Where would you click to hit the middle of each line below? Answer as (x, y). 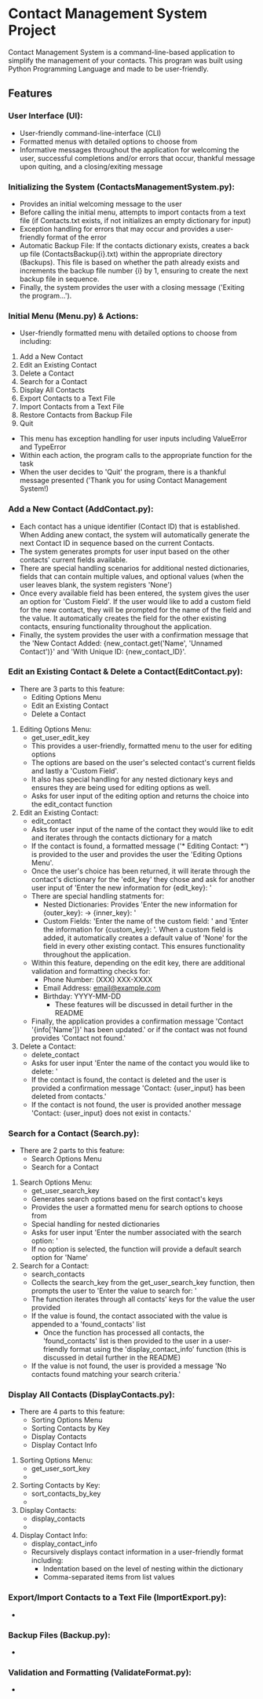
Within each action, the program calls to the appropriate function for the (136, 456)
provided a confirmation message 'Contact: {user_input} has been (138, 1088)
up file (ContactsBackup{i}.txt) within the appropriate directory (121, 254)
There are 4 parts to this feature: (72, 1412)
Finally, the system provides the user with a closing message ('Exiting (132, 287)
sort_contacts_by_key (66, 1494)
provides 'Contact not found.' (79, 1038)
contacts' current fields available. (73, 559)
